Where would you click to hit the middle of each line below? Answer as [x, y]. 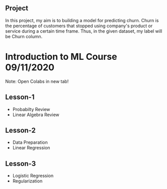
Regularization [27, 181]
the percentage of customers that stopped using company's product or [79, 26]
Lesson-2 [21, 130]
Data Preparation [30, 142]
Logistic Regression [33, 176]
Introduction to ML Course [61, 57]
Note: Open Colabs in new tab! [37, 81]
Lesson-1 [20, 97]
